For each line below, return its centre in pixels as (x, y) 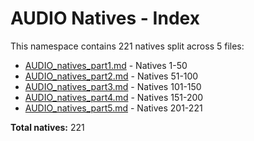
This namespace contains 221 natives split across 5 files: (127, 46)
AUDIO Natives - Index (105, 18)
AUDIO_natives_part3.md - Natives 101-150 (113, 86)
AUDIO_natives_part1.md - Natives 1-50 (106, 65)
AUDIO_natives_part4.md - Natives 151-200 (114, 97)
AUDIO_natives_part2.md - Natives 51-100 (111, 76)
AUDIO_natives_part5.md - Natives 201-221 (113, 108)
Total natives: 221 (47, 127)
